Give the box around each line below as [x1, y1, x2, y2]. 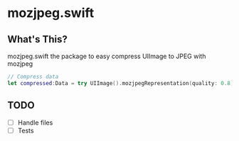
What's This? [7, 33, 68, 45]
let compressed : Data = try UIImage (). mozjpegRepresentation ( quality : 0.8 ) [7, 79, 234, 86]
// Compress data [7, 73, 59, 80]
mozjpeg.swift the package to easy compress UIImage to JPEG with [7, 52, 206, 60]
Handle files [17, 118, 53, 127]
